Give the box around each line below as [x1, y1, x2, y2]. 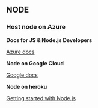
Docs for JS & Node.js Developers [6, 36, 93, 44]
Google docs [6, 71, 38, 79]
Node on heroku [6, 83, 47, 90]
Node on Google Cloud [6, 59, 64, 67]
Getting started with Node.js [6, 94, 76, 101]
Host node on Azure [6, 23, 66, 31]
